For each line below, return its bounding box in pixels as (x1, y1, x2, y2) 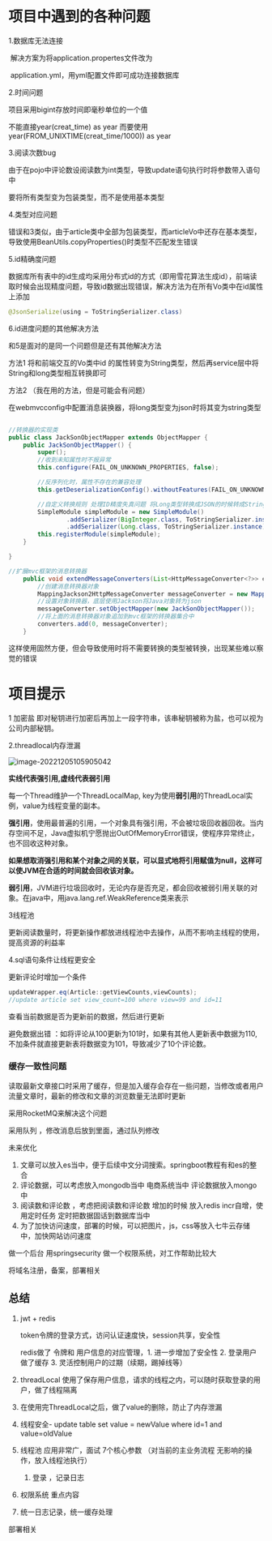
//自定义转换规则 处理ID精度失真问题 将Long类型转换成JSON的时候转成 (37, 500, 245, 508)
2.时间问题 (8, 87, 44, 97)
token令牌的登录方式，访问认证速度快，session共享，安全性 (19, 1330, 221, 1340)
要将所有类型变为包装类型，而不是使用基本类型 (8, 192, 164, 202)
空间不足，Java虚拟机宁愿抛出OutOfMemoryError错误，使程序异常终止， (15, 828, 259, 837)
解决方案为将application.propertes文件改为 (10, 53, 153, 62)
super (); (37, 448, 67, 456)
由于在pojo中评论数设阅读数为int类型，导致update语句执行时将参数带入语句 (8, 165, 261, 174)
